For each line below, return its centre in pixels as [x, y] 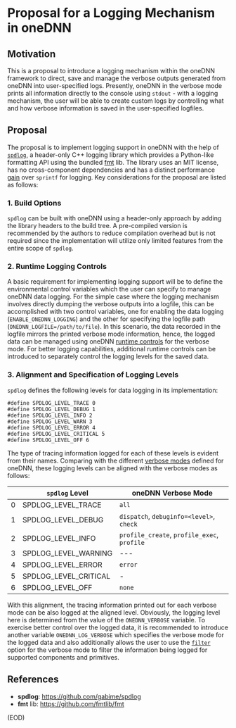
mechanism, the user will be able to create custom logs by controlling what [116, 101]
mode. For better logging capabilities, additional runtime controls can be [112, 349]
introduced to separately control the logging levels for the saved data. [108, 356]
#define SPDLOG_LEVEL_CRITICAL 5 [56, 434]
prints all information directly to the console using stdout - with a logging [113, 93]
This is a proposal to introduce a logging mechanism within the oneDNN [111, 71]
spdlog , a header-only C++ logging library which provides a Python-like [111, 155]
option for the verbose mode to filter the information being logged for [107, 650]
